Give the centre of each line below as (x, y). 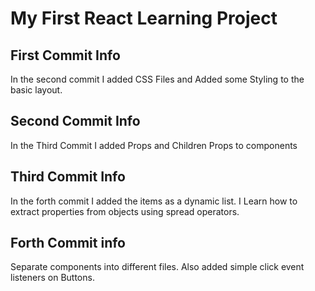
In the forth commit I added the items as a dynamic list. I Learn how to (154, 201)
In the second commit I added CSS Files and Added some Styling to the (157, 79)
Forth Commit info (68, 243)
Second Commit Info (75, 121)
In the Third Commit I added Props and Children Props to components (154, 145)
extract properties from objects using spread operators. (125, 211)
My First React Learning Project (144, 18)
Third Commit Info (68, 177)
